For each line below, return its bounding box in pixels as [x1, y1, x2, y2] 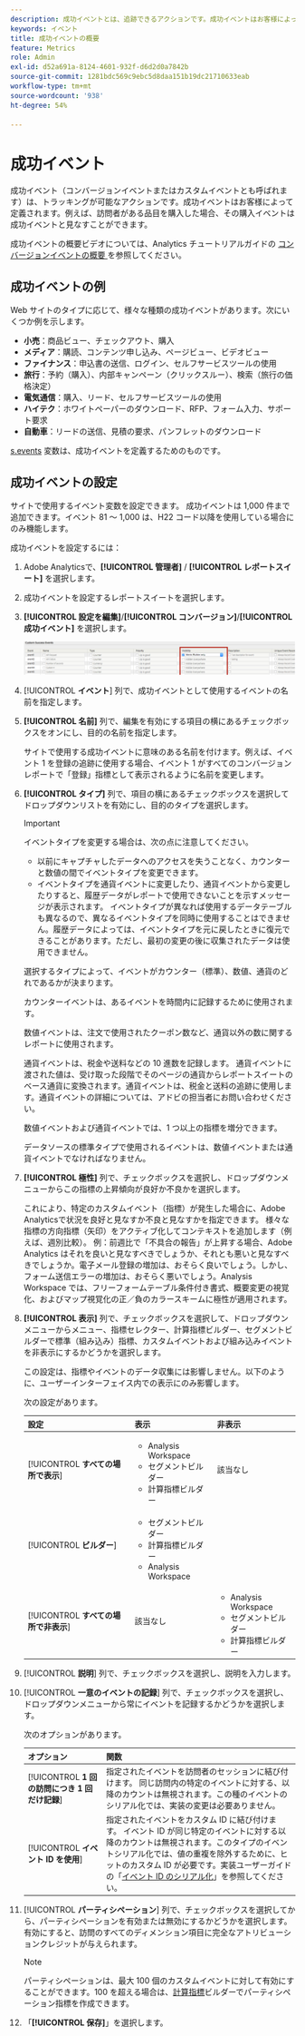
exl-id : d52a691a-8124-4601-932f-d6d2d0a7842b [10, 63, 189, 72]
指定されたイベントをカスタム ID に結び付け [106, 1815, 270, 1826]
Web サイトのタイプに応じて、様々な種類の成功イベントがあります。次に [10, 305, 282, 316]
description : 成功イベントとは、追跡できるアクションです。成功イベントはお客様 [10, 15, 278, 24]
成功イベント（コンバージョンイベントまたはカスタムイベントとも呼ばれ [10, 185, 280, 196]
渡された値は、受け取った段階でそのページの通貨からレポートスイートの [23, 1069, 293, 1080]
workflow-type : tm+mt [10, 82, 92, 91]
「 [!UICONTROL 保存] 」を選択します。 [23, 2017, 168, 2028]
